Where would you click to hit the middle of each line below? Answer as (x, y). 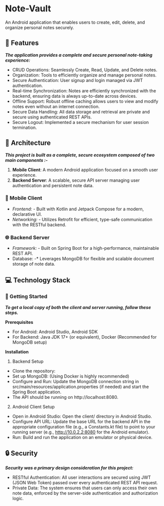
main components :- (26, 160)
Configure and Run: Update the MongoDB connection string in (76, 381)
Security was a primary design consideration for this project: (69, 467)
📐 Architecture (28, 143)
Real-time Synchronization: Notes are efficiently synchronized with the (84, 91)
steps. (12, 312)
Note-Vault (28, 9)
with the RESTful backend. (39, 225)
